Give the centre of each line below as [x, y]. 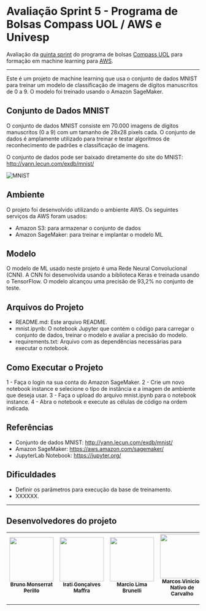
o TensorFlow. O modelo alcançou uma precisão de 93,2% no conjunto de [100, 282]
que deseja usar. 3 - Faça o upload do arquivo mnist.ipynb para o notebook [101, 395]
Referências [30, 428]
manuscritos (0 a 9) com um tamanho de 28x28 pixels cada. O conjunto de [101, 132]
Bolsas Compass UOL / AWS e [84, 24]
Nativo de [182, 588]
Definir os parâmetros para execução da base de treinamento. [94, 490]
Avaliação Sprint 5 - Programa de [92, 11]
